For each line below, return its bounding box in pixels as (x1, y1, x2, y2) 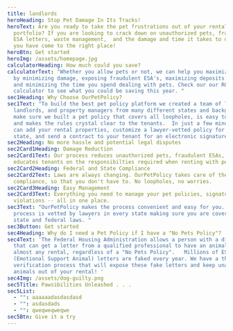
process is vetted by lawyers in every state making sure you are (13, 210, 209, 217)
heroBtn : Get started (7, 49, 70, 56)
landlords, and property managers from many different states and (13, 107, 209, 114)
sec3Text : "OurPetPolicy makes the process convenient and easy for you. (7, 204, 225, 211)
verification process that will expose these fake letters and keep (13, 262, 216, 269)
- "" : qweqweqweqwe (13, 307, 70, 314)
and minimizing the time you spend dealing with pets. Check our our (13, 81, 218, 88)
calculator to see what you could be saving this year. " (13, 87, 185, 94)
